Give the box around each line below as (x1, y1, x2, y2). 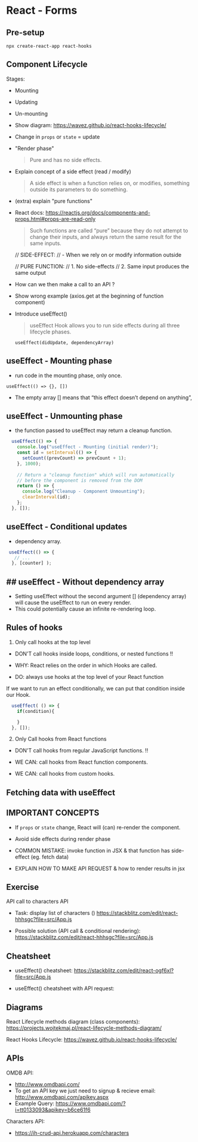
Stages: (6, 75, 25, 82)
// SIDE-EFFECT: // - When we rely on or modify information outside (14, 251, 182, 258)
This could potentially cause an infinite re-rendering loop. (14, 605, 156, 613)
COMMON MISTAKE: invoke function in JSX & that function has (14, 847, 170, 854)
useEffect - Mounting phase (6, 356, 112, 366)
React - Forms (6, 4, 78, 17)
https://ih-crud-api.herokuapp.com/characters (14, 1129, 129, 1136)
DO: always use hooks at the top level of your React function (14, 673, 164, 680)
